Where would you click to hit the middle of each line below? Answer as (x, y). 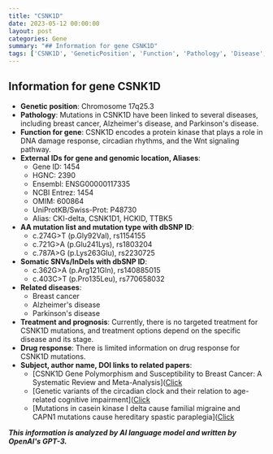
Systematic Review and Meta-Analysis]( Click (107, 382)
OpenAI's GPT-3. (38, 441)
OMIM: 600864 (58, 201)
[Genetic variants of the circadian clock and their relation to (132, 391)
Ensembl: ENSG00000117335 (81, 184)
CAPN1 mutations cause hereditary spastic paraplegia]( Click (133, 417)
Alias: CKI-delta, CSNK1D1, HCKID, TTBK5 (102, 218)
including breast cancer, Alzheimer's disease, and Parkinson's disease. (139, 123)
